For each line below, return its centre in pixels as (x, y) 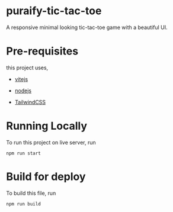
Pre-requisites (42, 51)
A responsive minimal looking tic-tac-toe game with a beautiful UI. (87, 27)
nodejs (23, 91)
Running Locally (47, 126)
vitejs (21, 79)
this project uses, (27, 68)
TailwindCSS (30, 102)
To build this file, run (31, 193)
